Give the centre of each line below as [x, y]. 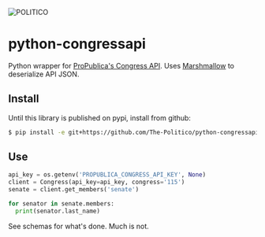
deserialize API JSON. [44, 74]
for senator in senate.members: [61, 204]
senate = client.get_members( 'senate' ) [74, 190]
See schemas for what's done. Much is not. [79, 226]
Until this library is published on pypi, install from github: [100, 117]
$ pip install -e [37, 132]
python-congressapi [77, 44]
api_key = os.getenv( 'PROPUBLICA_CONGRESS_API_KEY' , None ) [107, 175]
